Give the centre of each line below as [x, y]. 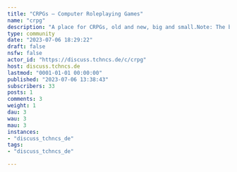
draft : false [26, 47]
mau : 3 [17, 125]
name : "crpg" [26, 20]
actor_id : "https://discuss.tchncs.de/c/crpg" [77, 60]
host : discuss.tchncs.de [44, 66]
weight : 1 [22, 106]
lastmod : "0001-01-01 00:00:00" [55, 73]
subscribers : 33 [31, 86]
